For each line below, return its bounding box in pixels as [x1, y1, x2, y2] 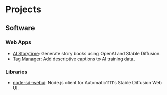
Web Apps [5, 39, 32, 46]
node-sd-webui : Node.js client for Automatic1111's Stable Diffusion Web [12, 80, 162, 86]
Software [5, 24, 35, 32]
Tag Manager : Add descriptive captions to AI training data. [12, 56, 135, 62]
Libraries [5, 68, 28, 75]
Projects [5, 4, 42, 15]
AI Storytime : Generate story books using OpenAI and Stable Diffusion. [12, 50, 161, 56]
